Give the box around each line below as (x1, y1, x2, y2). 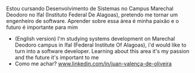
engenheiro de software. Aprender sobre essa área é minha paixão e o (6, 18, 180, 24)
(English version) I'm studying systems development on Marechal (14, 35, 175, 42)
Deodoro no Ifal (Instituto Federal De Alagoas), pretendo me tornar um (6, 11, 178, 18)
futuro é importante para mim (6, 24, 78, 31)
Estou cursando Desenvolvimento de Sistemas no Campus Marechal (6, 5, 174, 12)
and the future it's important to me (14, 54, 99, 61)
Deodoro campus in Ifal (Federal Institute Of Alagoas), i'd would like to (14, 41, 187, 48)
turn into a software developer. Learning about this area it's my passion (14, 48, 190, 55)
